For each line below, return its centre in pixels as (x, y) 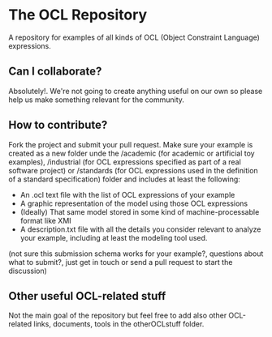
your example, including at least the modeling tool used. (114, 237)
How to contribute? (58, 125)
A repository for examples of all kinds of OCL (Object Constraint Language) (134, 37)
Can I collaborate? (55, 72)
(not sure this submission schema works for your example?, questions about (136, 254)
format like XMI (45, 220)
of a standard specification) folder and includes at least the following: (125, 179)
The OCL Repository (78, 15)
